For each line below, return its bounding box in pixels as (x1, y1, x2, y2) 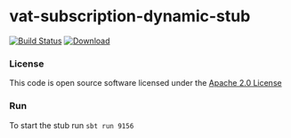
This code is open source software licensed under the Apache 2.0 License (9, 78, 282, 88)
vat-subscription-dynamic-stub (9, 6, 251, 27)
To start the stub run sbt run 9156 (9, 119, 134, 130)
